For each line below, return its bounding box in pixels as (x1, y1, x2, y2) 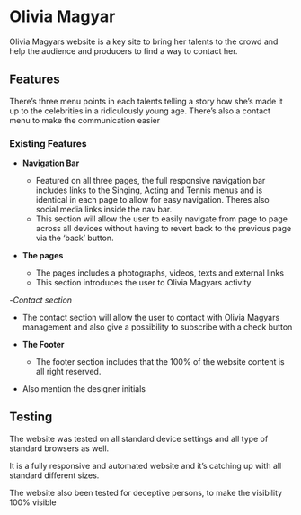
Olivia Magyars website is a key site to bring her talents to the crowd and (9, 36, 279, 47)
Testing (9, 410, 53, 425)
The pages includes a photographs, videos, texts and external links (35, 267, 285, 278)
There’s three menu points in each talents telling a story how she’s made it (9, 95, 283, 106)
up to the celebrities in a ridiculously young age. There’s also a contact (9, 105, 271, 116)
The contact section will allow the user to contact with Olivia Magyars (22, 312, 280, 323)
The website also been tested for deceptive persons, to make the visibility (9, 487, 283, 498)
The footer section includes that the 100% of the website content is (35, 357, 285, 367)
